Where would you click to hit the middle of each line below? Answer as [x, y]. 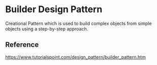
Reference [22, 45]
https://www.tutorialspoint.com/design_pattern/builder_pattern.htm [75, 57]
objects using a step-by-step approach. [47, 28]
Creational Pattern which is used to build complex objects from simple [78, 23]
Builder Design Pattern [54, 9]
